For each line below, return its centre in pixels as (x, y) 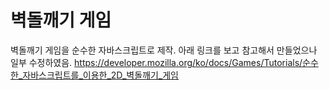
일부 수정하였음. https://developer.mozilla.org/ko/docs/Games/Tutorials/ (156, 62)
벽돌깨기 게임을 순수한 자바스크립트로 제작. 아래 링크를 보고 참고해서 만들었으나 (164, 50)
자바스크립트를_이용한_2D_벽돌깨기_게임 (100, 75)
